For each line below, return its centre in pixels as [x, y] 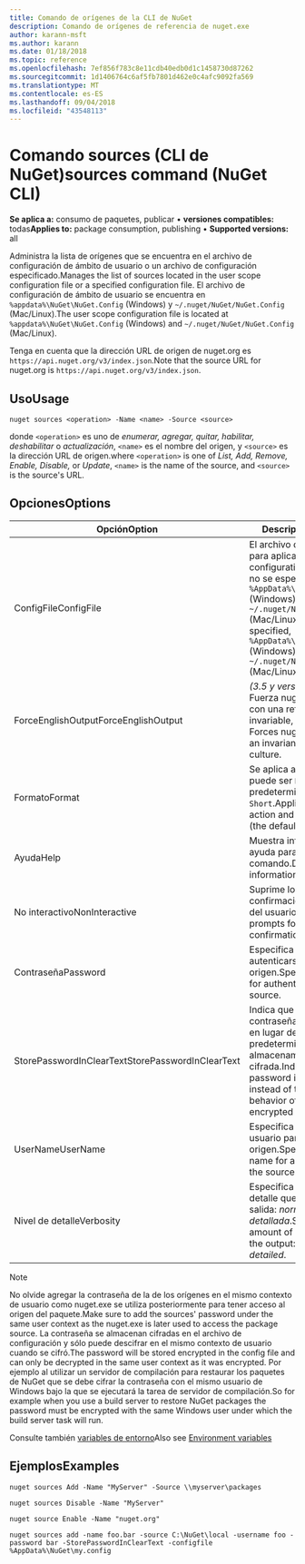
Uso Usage [39, 399]
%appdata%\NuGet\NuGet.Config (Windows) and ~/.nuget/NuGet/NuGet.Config [152, 324]
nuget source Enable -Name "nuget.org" [85, 1519]
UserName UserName [60, 1149]
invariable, [271, 720]
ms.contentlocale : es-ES [56, 93]
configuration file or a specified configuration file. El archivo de [127, 285]
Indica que [272, 1009]
